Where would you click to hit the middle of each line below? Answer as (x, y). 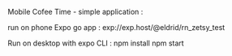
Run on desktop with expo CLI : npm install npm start (96, 43)
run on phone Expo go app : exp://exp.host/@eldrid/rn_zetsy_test (116, 27)
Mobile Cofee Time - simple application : (75, 12)
